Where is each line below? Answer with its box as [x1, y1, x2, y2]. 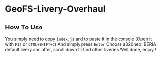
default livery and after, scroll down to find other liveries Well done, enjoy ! [5, 47, 157, 52]
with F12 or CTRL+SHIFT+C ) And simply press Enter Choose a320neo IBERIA [5, 41, 157, 47]
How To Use [5, 23, 43, 31]
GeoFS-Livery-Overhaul [5, 3, 106, 15]
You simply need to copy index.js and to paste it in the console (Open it [5, 36, 152, 42]
